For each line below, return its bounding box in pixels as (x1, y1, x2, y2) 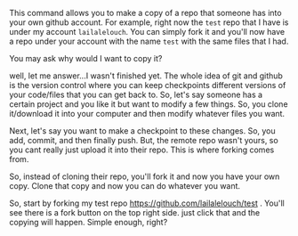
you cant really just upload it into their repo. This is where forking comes (9, 144, 275, 155)
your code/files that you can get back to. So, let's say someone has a (9, 89, 263, 100)
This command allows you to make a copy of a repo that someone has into (9, 8, 282, 18)
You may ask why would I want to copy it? (9, 53, 163, 63)
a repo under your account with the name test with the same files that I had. (9, 36, 289, 46)
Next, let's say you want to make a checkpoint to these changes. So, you (9, 126, 276, 136)
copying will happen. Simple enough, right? (9, 217, 168, 227)
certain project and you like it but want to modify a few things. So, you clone (9, 99, 288, 110)
